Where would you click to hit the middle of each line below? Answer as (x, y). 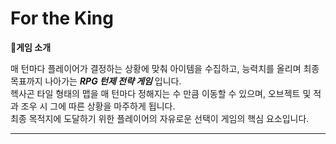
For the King (62, 18)
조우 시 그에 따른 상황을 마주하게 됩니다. (98, 106)
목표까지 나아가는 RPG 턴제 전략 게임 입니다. (96, 81)
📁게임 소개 (31, 47)
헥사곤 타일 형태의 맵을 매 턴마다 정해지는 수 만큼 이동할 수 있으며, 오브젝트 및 (161, 93)
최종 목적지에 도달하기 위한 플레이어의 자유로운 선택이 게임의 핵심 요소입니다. (160, 118)
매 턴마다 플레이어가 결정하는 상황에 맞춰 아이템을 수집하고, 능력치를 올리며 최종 (165, 68)
